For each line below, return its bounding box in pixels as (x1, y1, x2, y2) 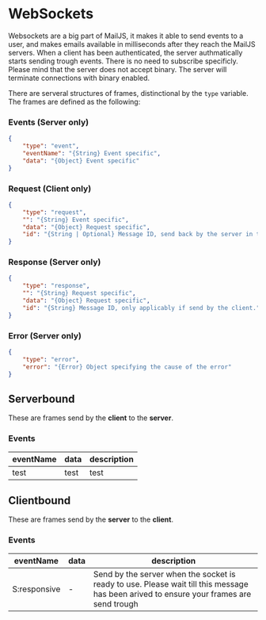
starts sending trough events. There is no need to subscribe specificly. (8, 56, 239, 66)
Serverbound (8, 392, 75, 405)
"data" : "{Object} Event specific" (22, 156, 140, 165)
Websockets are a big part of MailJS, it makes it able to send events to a (8, 31, 244, 40)
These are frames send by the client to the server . (8, 413, 174, 423)
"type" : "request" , (22, 208, 87, 216)
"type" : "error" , (22, 355, 80, 363)
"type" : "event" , (22, 142, 80, 151)
